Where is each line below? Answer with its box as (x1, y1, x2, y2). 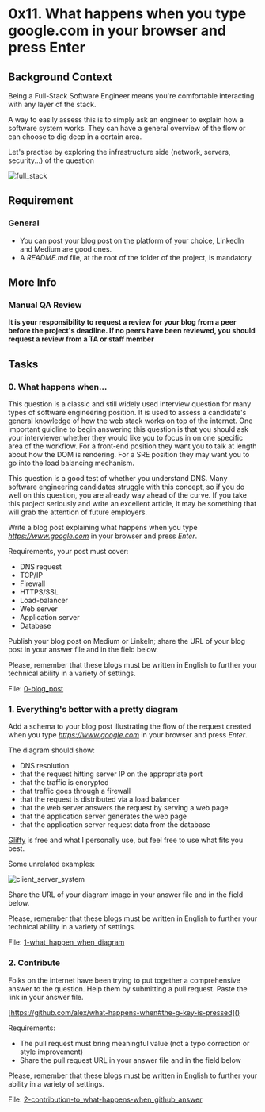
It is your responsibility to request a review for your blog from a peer (8, 317, 237, 327)
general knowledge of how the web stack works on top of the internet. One (8, 416, 253, 425)
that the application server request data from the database (19, 820, 211, 829)
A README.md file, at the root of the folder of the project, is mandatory (19, 252, 252, 262)
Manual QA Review (8, 299, 82, 310)
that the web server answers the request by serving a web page (19, 803, 229, 813)
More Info (8, 275, 57, 290)
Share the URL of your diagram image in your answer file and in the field (8, 890, 244, 899)
